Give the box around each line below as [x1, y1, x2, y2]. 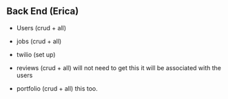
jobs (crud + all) [16, 37, 62, 45]
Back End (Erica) [6, 5, 79, 17]
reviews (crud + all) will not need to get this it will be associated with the [16, 63, 222, 71]
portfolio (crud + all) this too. [16, 84, 98, 92]
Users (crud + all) [16, 23, 67, 32]
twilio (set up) [16, 50, 56, 58]
